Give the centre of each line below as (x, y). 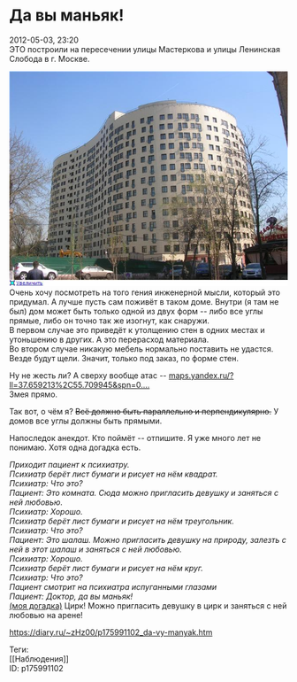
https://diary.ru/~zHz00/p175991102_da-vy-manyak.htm (111, 632)
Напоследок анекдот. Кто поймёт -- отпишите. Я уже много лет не (135, 438)
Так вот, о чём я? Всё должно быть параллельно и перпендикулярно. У (144, 412)
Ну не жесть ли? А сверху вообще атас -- (88, 376)
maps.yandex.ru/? (201, 376)
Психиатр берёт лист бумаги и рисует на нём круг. (106, 569)
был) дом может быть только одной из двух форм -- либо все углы (136, 312)
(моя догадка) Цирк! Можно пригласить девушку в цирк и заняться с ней (148, 606)
